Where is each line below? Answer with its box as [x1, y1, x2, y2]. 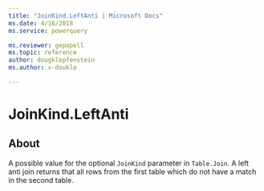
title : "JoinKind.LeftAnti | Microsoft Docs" [8, 11, 163, 20]
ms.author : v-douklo [8, 63, 78, 72]
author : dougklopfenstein [8, 56, 95, 64]
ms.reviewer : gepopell [8, 41, 84, 49]
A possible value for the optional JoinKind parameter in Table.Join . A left [8, 158, 250, 168]
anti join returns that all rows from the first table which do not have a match [8, 166, 257, 177]
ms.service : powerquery [8, 26, 88, 35]
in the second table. [8, 175, 74, 185]
